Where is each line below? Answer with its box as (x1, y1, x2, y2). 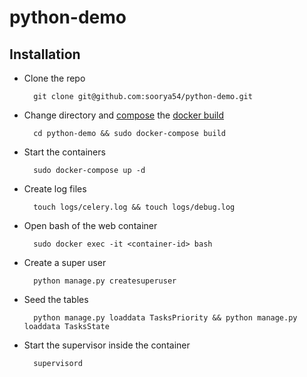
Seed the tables (23, 294, 89, 305)
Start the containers (23, 146, 106, 158)
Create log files (23, 183, 87, 195)
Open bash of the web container (23, 220, 158, 231)
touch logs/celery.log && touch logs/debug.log (33, 202, 236, 212)
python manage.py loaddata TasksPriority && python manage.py (33, 313, 298, 323)
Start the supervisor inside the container (23, 339, 191, 351)
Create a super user (23, 257, 107, 268)
